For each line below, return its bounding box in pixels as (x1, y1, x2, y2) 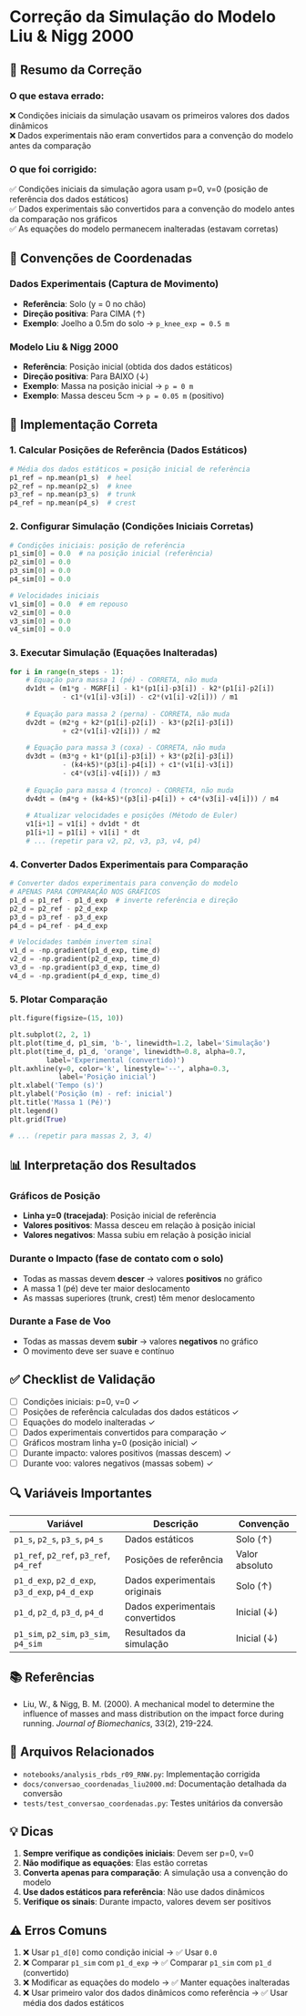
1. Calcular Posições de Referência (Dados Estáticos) (9, 444, 248, 456)
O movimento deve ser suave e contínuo (22, 1346, 175, 1356)
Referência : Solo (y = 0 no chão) (22, 298, 147, 309)
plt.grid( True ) (9, 1114, 67, 1124)
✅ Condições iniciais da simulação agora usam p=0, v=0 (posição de (9, 184, 269, 195)
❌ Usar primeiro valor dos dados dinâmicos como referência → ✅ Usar (22, 1988, 289, 1999)
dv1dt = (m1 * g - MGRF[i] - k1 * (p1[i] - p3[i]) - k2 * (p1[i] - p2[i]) (25, 684, 275, 693)
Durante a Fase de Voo (9, 1315, 111, 1327)
